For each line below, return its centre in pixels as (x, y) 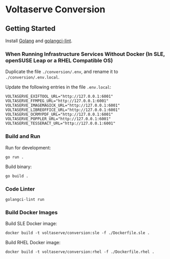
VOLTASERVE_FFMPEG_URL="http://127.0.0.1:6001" (57, 101)
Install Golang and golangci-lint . (39, 41)
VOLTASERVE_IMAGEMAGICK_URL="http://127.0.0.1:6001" (63, 106)
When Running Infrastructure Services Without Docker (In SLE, (85, 54)
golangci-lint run (25, 199)
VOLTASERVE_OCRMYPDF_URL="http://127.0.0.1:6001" (59, 115)
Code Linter (20, 189)
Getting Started (30, 29)
